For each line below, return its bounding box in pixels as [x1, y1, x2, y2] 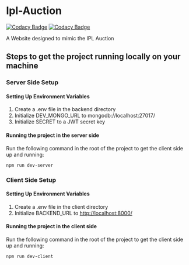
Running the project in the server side [6, 132, 99, 139]
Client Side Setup [6, 175, 57, 184]
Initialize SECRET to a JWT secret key [14, 118, 106, 125]
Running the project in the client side [6, 223, 97, 230]
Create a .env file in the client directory [14, 203, 108, 210]
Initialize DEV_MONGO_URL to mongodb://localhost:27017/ [14, 112, 156, 119]
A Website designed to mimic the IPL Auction [6, 35, 114, 42]
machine [6, 61, 39, 71]
